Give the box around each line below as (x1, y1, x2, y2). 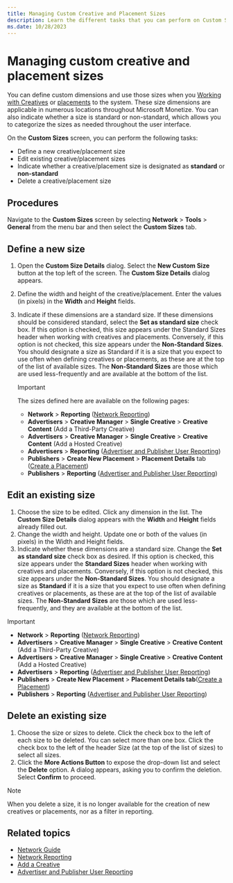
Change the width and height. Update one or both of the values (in (17, 530, 207, 538)
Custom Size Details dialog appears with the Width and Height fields (17, 515, 216, 524)
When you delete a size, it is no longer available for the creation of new (7, 800, 210, 808)
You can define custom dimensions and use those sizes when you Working (7, 91, 222, 99)
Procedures (7, 197, 59, 209)
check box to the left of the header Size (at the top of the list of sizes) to (17, 743, 223, 752)
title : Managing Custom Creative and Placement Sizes (7, 10, 166, 17)
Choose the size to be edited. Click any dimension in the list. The (17, 508, 202, 516)
